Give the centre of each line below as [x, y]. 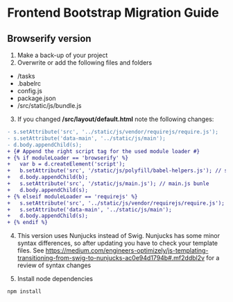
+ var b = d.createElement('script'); [67, 164]
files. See [31, 251]
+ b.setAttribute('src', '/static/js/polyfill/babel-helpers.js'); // [114, 171]
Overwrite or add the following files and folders [85, 63]
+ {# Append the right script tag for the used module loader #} [103, 151]
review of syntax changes [54, 265]
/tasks [26, 76]
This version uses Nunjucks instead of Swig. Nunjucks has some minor [119, 236]
